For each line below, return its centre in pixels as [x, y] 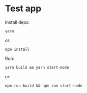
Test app [23, 9]
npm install [17, 49]
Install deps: [17, 22]
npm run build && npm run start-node [44, 86]
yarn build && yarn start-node [37, 67]
